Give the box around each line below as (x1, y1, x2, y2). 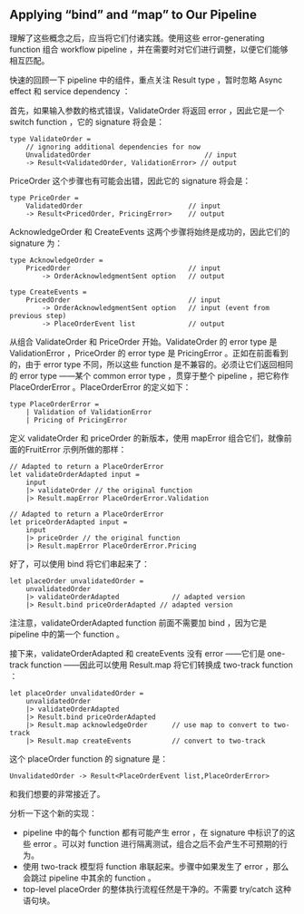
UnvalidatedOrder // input (25, 150, 238, 160)
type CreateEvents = (9, 287, 88, 297)
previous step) (9, 311, 67, 320)
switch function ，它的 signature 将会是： (9, 116, 165, 127)
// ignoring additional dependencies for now (25, 142, 201, 151)
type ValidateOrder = (9, 134, 92, 143)
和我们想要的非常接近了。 (9, 788, 105, 799)
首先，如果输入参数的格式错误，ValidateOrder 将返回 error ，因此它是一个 (9, 104, 285, 116)
